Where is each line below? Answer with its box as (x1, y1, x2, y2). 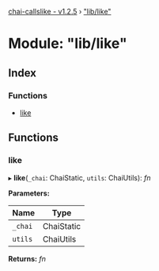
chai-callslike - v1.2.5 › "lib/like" (8, 7, 112, 16)
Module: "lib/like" (8, 35, 128, 52)
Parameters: (8, 188, 50, 198)
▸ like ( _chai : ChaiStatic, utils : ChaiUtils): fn (8, 172, 152, 182)
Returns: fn (8, 254, 46, 263)
